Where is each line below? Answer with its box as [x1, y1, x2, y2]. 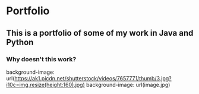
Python [6, 37, 34, 47]
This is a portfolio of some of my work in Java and [6, 28, 194, 38]
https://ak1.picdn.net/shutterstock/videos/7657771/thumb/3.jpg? [14, 74, 172, 82]
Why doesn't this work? [6, 55, 77, 63]
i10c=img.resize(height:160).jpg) [6, 81, 85, 88]
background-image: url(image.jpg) [86, 81, 170, 88]
